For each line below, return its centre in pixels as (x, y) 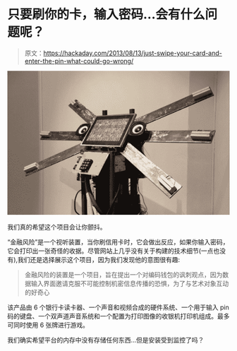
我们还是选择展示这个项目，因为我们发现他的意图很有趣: (99, 259)
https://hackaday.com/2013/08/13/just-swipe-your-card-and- (133, 53)
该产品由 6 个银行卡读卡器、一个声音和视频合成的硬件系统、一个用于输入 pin (118, 307)
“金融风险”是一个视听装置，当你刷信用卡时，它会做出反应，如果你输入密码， (118, 242)
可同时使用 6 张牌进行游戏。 (48, 325)
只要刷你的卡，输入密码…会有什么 (107, 14)
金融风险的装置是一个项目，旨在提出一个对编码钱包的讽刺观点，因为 (123, 274)
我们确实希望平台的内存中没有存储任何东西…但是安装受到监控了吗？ (106, 340)
